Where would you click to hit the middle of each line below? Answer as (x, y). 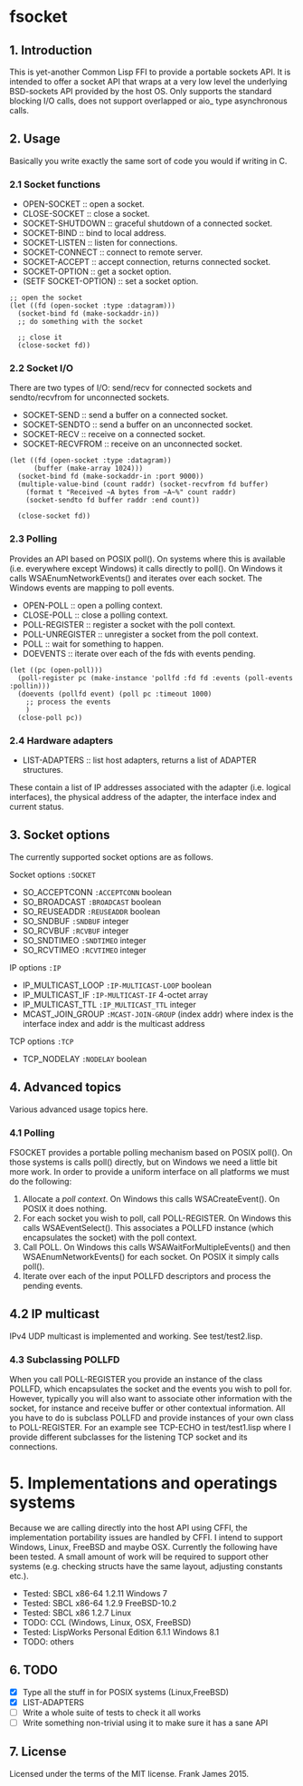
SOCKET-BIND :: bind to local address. (95, 233)
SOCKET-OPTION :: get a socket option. (97, 272)
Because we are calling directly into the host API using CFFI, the (128, 1527)
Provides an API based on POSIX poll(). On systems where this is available (148, 559)
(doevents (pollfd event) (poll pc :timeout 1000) (115, 694)
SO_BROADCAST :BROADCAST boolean (92, 902)
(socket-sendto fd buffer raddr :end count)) (113, 501)
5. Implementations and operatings (143, 1483)
